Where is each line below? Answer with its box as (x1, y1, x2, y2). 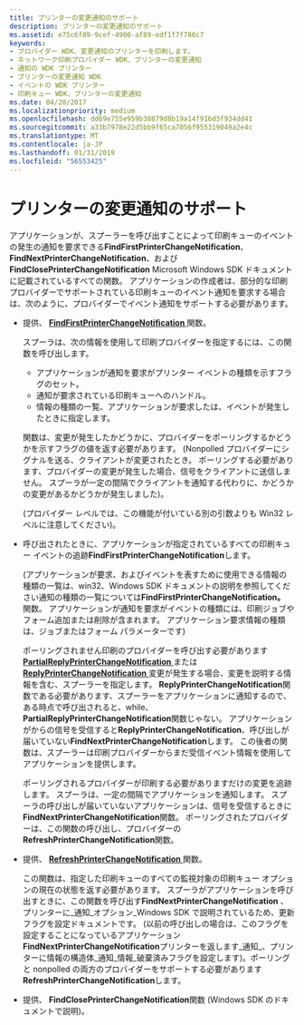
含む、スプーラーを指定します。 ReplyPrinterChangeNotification (38, 679, 283, 690)
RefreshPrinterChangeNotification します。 (22, 975, 186, 986)
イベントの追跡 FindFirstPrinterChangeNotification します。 (33, 550, 256, 561)
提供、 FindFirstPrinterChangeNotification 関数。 (22, 317, 211, 328)
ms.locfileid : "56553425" (9, 156, 107, 166)
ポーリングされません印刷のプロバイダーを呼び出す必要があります (22, 645, 269, 656)
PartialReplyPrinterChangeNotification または (22, 657, 198, 668)
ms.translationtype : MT (9, 132, 100, 141)
